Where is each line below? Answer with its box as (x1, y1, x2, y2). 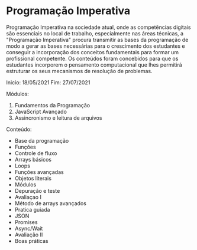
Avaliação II (14, 231, 43, 238)
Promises (14, 218, 38, 225)
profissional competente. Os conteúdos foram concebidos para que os (6, 55, 179, 62)
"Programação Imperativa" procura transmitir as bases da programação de (6, 36, 189, 43)
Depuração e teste (14, 187, 60, 194)
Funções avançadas (14, 168, 64, 175)
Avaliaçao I (14, 193, 41, 200)
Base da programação (14, 137, 69, 144)
